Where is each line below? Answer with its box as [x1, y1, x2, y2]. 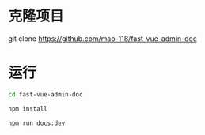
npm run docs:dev [8, 119, 66, 127]
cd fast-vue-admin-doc [8, 90, 83, 99]
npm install [8, 104, 47, 113]
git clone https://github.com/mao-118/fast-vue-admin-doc [8, 33, 198, 43]
